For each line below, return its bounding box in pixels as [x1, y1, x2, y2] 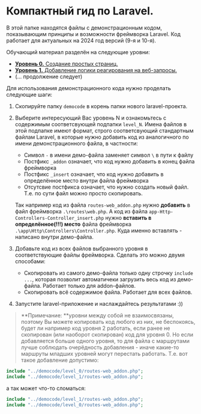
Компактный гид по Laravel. [6, 4, 154, 18]
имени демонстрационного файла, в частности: [14, 139, 138, 147]
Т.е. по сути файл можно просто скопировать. [23, 189, 143, 196]
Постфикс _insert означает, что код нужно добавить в [23, 170, 164, 178]
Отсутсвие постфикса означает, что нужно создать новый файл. [23, 183, 189, 190]
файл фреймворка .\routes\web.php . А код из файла [14, 207, 148, 215]
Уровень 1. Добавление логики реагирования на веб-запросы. [14, 66, 177, 73]
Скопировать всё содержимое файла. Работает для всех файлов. [23, 288, 193, 296]
